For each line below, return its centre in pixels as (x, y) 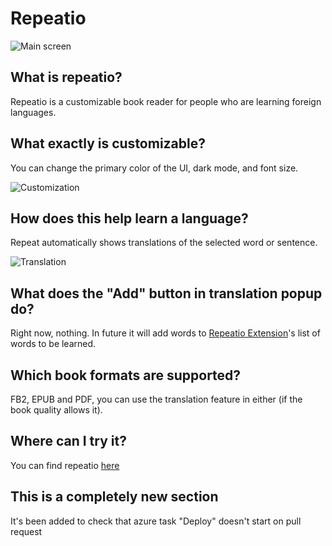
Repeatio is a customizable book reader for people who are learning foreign (166, 101)
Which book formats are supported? (126, 375)
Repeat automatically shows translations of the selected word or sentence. (164, 243)
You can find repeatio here (65, 465)
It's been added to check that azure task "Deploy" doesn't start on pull (156, 521)
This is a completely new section (114, 497)
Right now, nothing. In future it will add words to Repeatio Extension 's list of (165, 333)
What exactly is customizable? (108, 143)
